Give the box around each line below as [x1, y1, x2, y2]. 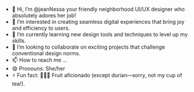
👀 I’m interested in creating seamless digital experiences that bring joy [11, 18, 185, 25]
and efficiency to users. [11, 24, 70, 31]
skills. [11, 37, 26, 44]
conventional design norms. [11, 50, 81, 56]
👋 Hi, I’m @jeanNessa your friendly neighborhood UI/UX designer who [11, 6, 185, 12]
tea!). [11, 80, 25, 87]
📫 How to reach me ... [11, 56, 67, 64]
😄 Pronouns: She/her [11, 65, 66, 72]
